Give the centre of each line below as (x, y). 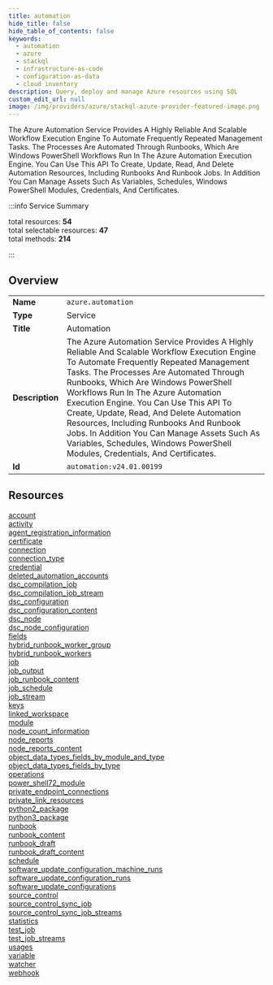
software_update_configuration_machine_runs (86, 869)
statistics (24, 921)
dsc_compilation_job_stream (56, 592)
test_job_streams (37, 938)
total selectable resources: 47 (58, 230)
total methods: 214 (40, 239)
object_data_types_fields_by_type (64, 766)
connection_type (37, 558)
